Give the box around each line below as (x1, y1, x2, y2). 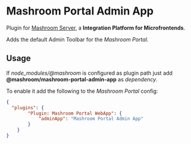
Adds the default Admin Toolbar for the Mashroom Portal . (6, 36, 149, 43)
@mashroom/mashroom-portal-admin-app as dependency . (6, 75, 158, 83)
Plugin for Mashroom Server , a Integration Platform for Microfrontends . (6, 24, 186, 31)
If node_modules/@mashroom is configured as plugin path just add (6, 69, 173, 77)
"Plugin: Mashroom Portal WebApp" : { (28, 110, 122, 116)
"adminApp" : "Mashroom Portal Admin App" (38, 116, 144, 122)
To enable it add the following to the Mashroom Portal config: (6, 87, 158, 95)
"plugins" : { (11, 104, 44, 111)
